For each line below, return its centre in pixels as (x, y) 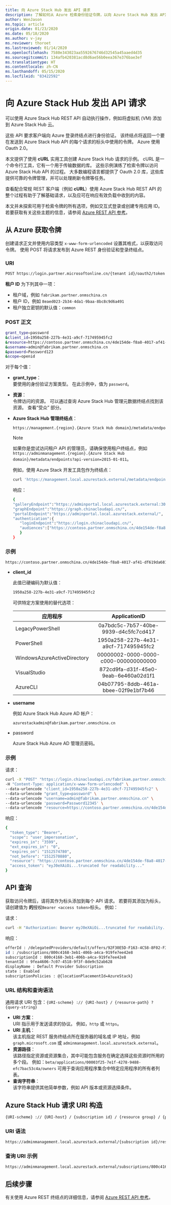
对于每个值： (19, 367)
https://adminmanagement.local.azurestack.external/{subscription (77, 1142)
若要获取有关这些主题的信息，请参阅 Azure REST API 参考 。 (68, 212)
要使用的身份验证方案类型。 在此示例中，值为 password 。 (72, 384)
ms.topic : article (25, 24)
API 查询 (19, 887)
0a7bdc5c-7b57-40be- (129, 625)
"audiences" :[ (35, 528)
